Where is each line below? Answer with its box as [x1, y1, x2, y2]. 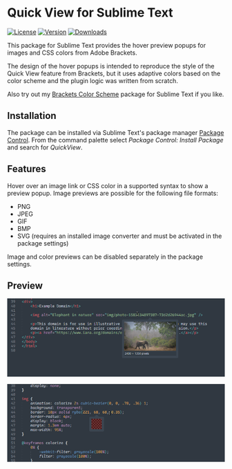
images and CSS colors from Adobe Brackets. [7, 48, 137, 57]
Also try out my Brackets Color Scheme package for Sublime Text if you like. [7, 90, 224, 98]
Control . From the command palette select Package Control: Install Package [7, 136, 224, 144]
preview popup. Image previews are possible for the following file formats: [7, 189, 219, 197]
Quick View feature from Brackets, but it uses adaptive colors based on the [7, 69, 221, 77]
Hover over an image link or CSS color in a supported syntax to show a [7, 181, 209, 190]
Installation [7, 110, 57, 122]
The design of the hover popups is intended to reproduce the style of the [7, 62, 215, 70]
